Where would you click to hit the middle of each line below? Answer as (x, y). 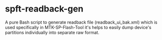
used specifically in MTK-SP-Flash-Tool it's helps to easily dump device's (78, 27)
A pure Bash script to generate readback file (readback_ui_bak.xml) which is (81, 22)
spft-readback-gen (44, 9)
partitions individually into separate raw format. (52, 32)
